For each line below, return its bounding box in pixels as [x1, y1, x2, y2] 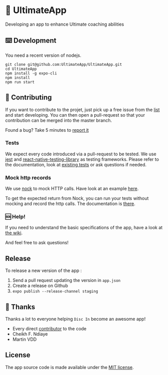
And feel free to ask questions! [5, 240, 69, 246]
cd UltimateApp [5, 66, 37, 71]
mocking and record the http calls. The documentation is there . [5, 201, 135, 207]
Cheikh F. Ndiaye [12, 331, 48, 337]
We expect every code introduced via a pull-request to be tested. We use [5, 151, 156, 157]
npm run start [5, 79, 35, 84]
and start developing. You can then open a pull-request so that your [5, 112, 145, 118]
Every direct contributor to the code [12, 326, 87, 332]
